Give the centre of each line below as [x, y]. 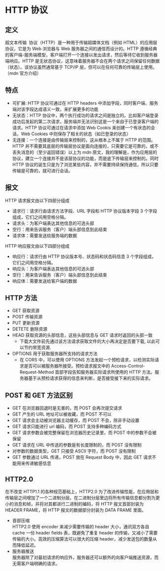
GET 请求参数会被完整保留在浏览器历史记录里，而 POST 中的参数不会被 [84, 433]
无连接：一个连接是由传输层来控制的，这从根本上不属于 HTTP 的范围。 [84, 140]
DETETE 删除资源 [30, 329]
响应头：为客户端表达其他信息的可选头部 [53, 269]
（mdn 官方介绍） [23, 73]
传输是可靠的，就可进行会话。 [42, 171]
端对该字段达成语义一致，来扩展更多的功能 [55, 109]
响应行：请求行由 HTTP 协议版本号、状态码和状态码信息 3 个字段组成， [84, 256]
